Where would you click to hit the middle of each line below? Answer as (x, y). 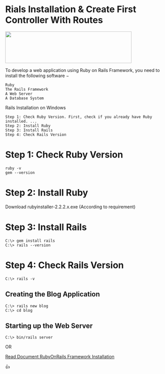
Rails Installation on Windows (36, 107)
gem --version (20, 173)
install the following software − (37, 76)
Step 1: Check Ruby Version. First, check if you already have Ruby (79, 117)
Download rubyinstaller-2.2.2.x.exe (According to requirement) (70, 207)
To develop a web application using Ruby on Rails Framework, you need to (82, 70)
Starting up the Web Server (49, 326)
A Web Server (19, 94)
